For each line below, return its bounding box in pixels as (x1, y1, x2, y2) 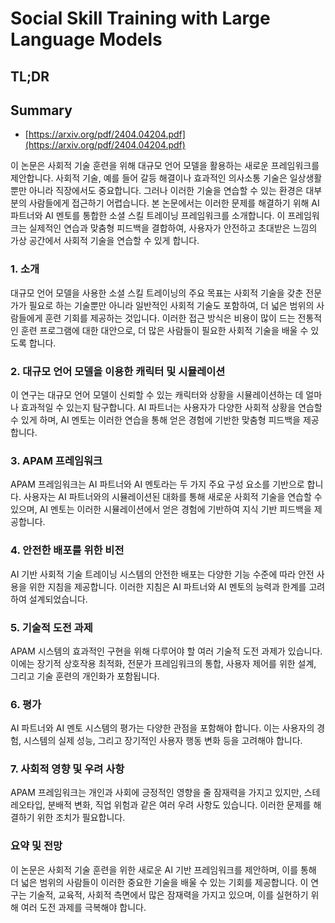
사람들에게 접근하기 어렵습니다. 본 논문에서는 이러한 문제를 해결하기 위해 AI (28, 197, 320, 209)
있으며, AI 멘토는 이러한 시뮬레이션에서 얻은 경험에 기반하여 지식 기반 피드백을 (10, 503, 312, 516)
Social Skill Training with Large (10, 7, 271, 30)
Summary (10, 102, 73, 119)
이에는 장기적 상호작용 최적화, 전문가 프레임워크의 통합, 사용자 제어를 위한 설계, (10, 657, 317, 669)
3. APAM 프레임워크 (10, 453, 103, 467)
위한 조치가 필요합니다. (36, 812, 126, 824)
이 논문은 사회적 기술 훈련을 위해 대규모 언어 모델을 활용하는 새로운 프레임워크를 (10, 160, 320, 172)
